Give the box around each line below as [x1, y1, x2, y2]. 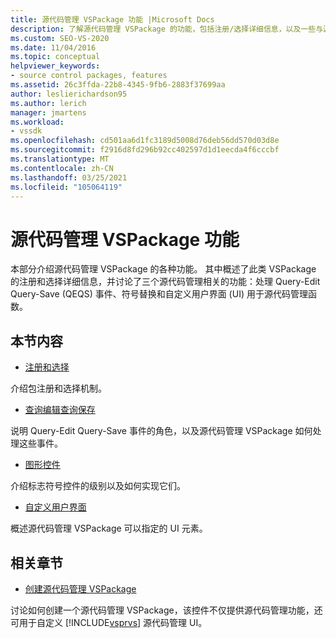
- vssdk [10, 126, 43, 136]
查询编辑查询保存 [24, 404, 96, 416]
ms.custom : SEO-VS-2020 [10, 33, 110, 43]
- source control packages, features [10, 71, 168, 81]
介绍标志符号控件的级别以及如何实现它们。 [10, 480, 186, 492]
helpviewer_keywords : [10, 61, 101, 71]
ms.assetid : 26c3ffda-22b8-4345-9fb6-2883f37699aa [10, 80, 226, 90]
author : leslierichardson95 [10, 89, 128, 99]
